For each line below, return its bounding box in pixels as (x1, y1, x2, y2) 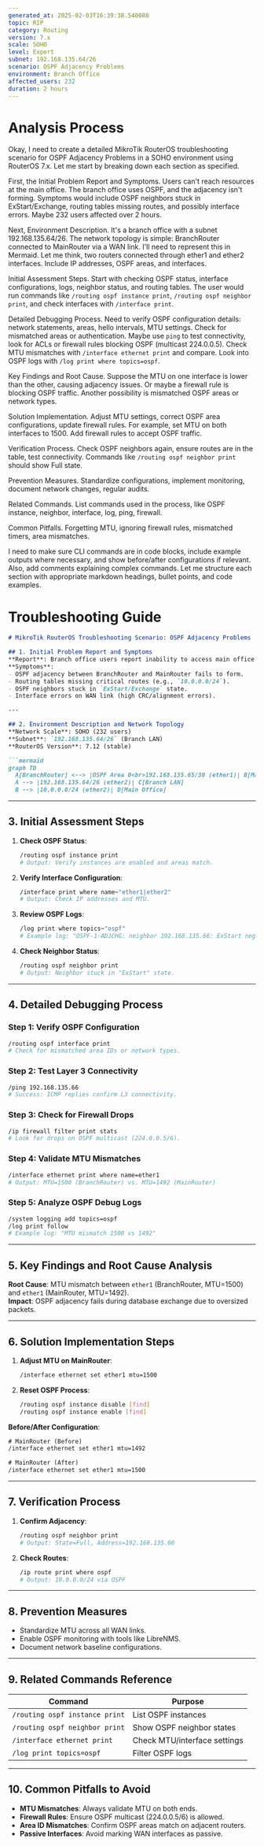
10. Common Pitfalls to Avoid (8, 1783, 151, 1796)
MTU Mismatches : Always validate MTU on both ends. (19, 1803, 198, 1813)
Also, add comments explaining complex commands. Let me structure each (8, 564, 252, 573)
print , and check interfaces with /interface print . (8, 299, 174, 309)
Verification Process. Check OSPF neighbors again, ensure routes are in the (8, 444, 254, 454)
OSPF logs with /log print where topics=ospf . (8, 356, 160, 366)
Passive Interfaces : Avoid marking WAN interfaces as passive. (19, 1829, 223, 1838)
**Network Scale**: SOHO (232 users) (8, 728, 132, 736)
